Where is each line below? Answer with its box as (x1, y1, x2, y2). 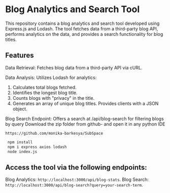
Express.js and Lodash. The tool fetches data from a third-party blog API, (5, 25, 158, 31)
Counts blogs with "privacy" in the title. (12, 95, 95, 101)
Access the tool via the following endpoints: (5, 163, 147, 172)
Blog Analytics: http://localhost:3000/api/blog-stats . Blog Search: (5, 176, 149, 183)
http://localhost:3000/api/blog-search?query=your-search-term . (5, 182, 143, 188)
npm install (7, 139, 33, 145)
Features (5, 51, 34, 60)
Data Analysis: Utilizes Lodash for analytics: (5, 74, 97, 81)
